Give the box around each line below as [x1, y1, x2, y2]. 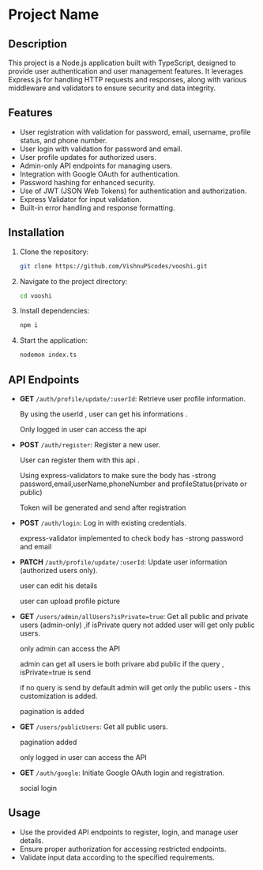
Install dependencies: [19, 306, 90, 316]
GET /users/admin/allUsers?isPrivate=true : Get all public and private [19, 611, 249, 621]
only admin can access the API [19, 644, 121, 653]
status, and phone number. [19, 135, 108, 145]
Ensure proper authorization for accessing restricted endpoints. [19, 844, 227, 853]
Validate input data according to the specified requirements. [19, 853, 216, 862]
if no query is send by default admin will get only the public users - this [19, 682, 251, 692]
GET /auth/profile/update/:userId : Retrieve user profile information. [19, 393, 246, 403]
